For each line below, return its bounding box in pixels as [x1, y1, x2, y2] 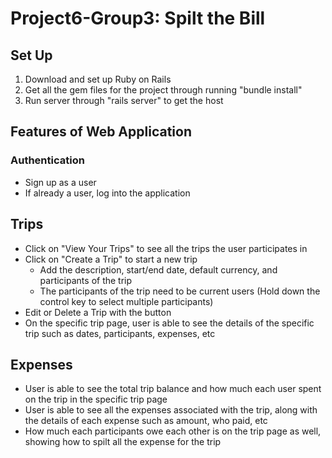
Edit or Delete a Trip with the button [24, 306, 172, 318]
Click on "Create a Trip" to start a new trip [24, 253, 198, 265]
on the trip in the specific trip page [24, 393, 168, 406]
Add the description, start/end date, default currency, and [39, 263, 278, 276]
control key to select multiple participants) [39, 295, 214, 307]
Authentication [10, 153, 85, 167]
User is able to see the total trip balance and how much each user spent [24, 383, 322, 395]
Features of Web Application [10, 123, 192, 141]
